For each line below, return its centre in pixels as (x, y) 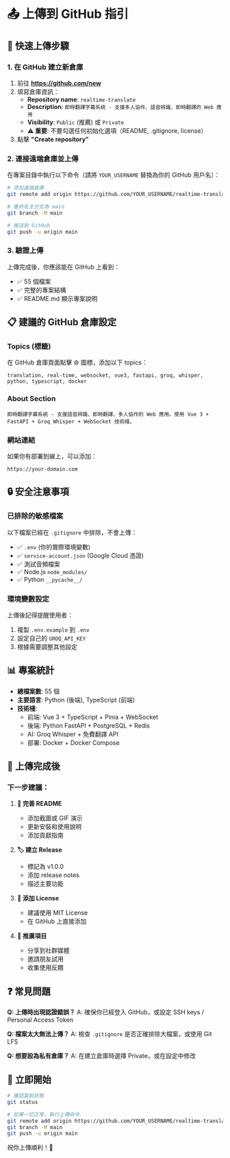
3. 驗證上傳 (25, 251)
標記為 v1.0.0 (45, 867)
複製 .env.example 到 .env (53, 629)
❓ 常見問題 (29, 991)
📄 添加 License (38, 898)
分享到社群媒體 (48, 950)
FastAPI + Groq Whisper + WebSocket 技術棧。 (71, 421)
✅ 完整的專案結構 (41, 290)
